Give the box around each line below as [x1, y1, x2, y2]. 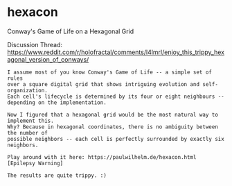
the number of [7, 129, 48, 136]
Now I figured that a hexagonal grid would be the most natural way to [7, 111, 218, 118]
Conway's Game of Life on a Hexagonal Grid [7, 27, 134, 35]
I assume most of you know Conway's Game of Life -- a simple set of [7, 69, 213, 76]
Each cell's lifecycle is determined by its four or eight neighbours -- [7, 93, 225, 100]
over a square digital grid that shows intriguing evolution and [7, 81, 199, 87]
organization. [7, 87, 48, 94]
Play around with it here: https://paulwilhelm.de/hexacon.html [7, 153, 197, 160]
